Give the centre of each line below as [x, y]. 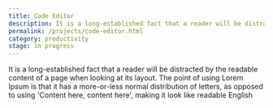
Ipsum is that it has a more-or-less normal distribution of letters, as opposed [136, 87]
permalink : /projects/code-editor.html [76, 31]
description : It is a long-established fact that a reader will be [125, 24]
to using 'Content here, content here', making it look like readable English [131, 95]
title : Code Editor [41, 16]
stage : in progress [41, 46]
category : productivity [49, 39]
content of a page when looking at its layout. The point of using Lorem [126, 78]
